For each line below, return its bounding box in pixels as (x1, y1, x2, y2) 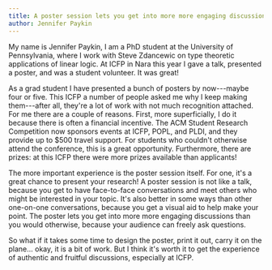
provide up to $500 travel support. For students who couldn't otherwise (8, 135, 248, 144)
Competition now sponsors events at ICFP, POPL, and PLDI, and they (8, 126, 238, 136)
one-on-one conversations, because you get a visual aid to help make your (8, 202, 259, 212)
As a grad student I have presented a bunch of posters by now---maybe (8, 83, 249, 93)
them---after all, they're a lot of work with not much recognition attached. (8, 101, 253, 110)
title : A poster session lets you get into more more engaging (8, 11, 227, 20)
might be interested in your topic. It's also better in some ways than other (8, 194, 253, 204)
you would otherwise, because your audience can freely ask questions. (8, 220, 247, 229)
